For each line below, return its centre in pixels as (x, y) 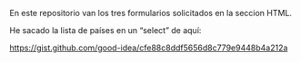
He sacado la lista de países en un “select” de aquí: (105, 30)
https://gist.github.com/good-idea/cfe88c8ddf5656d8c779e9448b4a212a (149, 48)
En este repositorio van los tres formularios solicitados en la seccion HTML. (151, 13)
